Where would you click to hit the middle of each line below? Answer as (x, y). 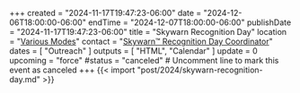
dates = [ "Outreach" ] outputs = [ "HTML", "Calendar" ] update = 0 (133, 51)
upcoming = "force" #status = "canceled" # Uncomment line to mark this (144, 60)
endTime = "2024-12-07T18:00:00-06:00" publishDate (190, 22)
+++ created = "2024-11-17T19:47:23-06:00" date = (106, 13)
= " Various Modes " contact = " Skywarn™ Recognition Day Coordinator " (141, 41)
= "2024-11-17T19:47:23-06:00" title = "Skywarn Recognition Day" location (148, 32)
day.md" (25, 79)
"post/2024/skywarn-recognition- (200, 70)
